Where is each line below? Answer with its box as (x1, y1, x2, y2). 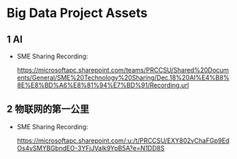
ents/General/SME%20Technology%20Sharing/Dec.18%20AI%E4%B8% (16, 73, 230, 82)
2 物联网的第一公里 (6, 103, 90, 115)
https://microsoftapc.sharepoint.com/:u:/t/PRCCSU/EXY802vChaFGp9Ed (16, 136, 230, 145)
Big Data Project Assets (6, 5, 148, 21)
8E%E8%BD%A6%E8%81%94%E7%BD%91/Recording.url (16, 81, 189, 89)
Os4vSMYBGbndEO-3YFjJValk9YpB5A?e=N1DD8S (16, 143, 165, 152)
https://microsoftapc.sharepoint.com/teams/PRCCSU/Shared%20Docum (16, 66, 229, 74)
